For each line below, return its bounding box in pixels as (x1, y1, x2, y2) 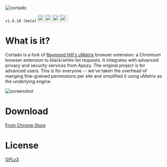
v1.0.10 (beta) (5, 19, 37, 24)
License (5, 140, 39, 151)
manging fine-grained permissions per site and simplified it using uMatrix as (5, 73, 162, 79)
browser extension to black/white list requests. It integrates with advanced (5, 57, 159, 63)
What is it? (5, 35, 50, 47)
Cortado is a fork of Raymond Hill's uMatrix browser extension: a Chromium (5, 52, 161, 58)
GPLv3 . (5, 156, 20, 162)
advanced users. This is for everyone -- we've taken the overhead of (5, 68, 147, 74)
